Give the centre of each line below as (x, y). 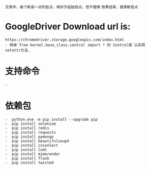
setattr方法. (18, 50)
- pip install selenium (30, 124)
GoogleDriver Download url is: (68, 27)
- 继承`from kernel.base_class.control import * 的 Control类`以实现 (75, 45)
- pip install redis (27, 128)
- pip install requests (30, 132)
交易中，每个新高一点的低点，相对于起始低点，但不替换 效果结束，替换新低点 (72, 7)
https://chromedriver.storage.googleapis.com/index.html (65, 40)
